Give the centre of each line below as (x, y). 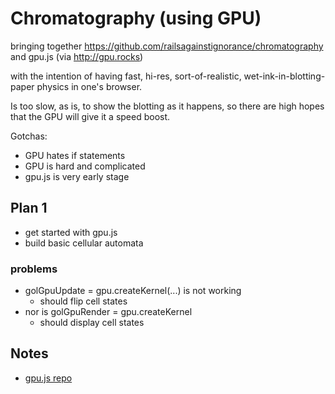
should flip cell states (83, 301)
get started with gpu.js (71, 232)
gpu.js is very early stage (77, 176)
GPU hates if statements (75, 155)
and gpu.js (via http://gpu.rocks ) (77, 56)
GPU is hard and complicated (85, 166)
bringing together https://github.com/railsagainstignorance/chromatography (167, 46)
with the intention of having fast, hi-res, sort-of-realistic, (126, 76)
